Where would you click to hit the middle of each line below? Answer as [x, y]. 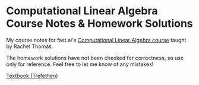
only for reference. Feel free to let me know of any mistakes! [80, 64]
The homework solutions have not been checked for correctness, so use [95, 58]
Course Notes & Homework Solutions [99, 23]
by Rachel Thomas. [30, 46]
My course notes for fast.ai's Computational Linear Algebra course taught [96, 40]
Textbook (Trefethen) [32, 75]
